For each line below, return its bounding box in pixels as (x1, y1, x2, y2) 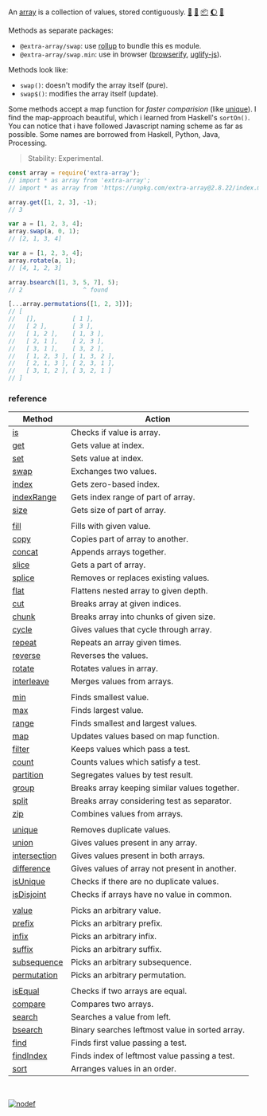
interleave (12, 676, 50, 687)
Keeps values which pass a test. (70, 744, 191, 755)
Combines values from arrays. (70, 809, 184, 820)
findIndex (12, 1051, 48, 1062)
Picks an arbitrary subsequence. (70, 957, 192, 968)
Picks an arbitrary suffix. (70, 944, 162, 955)
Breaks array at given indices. (70, 598, 181, 609)
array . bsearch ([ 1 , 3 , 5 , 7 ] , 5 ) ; (8, 278, 119, 286)
